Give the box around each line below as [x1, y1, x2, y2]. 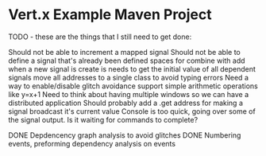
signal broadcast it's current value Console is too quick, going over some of [8, 106, 256, 116]
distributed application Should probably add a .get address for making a [8, 98, 244, 107]
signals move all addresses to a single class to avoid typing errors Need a [8, 72, 249, 82]
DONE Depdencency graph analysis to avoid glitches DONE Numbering [8, 130, 241, 140]
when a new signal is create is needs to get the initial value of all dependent [8, 64, 256, 73]
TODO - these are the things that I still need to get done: [8, 32, 192, 41]
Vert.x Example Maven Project [8, 6, 212, 24]
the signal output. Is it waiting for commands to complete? [8, 115, 199, 124]
